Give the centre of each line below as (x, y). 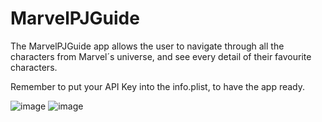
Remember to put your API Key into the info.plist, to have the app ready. (158, 86)
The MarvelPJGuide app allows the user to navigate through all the (147, 46)
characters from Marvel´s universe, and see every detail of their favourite (161, 56)
